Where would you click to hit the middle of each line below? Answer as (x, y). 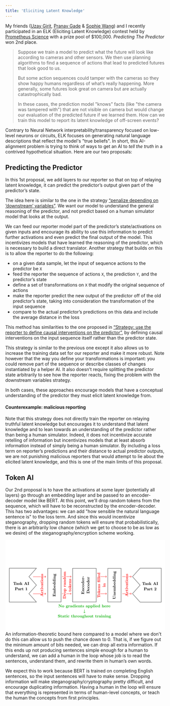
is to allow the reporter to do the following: (49, 254)
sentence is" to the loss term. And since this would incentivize (70, 517)
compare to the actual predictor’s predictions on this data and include (85, 312)
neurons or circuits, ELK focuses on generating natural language (83, 135)
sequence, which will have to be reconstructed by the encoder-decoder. (81, 506)
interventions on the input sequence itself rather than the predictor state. (81, 338)
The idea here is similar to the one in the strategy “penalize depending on (82, 200)
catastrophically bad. (40, 94)
